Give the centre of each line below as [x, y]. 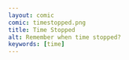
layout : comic [31, 15]
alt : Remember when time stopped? [65, 37]
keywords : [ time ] [37, 44]
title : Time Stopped [42, 30]
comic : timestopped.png [47, 23]
